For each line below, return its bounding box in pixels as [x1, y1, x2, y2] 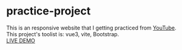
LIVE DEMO [6, 37, 35, 44]
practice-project [6, 4, 91, 18]
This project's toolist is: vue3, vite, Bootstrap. [6, 30, 120, 37]
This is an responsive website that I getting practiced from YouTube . [6, 24, 177, 31]
